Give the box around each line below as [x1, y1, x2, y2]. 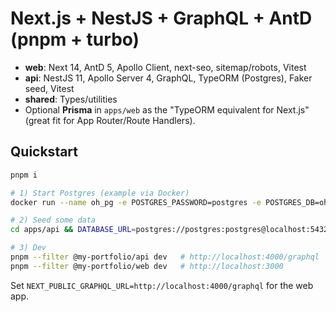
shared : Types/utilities [24, 93, 118, 105]
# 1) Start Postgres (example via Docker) [10, 188, 190, 198]
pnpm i [10, 170, 38, 180]
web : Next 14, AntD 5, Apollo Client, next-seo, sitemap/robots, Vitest [24, 61, 307, 73]
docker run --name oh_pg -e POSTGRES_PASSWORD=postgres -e [10, 197, 262, 207]
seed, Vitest [24, 82, 75, 94]
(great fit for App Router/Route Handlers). [24, 114, 196, 126]
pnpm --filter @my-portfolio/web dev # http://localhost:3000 [10, 261, 284, 271]
